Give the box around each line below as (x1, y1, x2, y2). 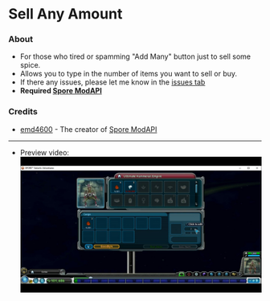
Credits (8, 106, 38, 118)
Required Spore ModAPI (19, 86, 102, 96)
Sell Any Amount (8, 5, 123, 23)
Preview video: (19, 147, 70, 157)
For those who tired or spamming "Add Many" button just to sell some (19, 52, 252, 61)
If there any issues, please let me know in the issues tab (19, 77, 206, 87)
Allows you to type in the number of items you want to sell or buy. (19, 69, 238, 79)
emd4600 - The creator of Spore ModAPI (19, 124, 157, 134)
